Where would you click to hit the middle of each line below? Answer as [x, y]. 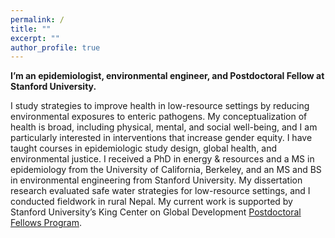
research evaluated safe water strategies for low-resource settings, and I [160, 191]
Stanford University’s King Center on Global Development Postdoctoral [156, 212]
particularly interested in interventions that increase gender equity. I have [161, 138]
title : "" [31, 29]
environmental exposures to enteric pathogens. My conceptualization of [159, 117]
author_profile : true [55, 47]
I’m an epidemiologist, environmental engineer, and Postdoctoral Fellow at [167, 76]
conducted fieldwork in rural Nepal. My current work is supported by [151, 202]
